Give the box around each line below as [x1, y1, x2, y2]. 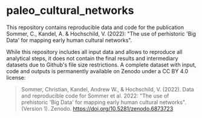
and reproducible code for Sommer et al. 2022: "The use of [21, 92, 169, 99]
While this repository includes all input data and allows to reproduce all [6, 48, 183, 55]
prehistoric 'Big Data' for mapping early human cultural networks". [21, 98, 186, 106]
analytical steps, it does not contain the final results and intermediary [6, 54, 178, 62]
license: [6, 74, 26, 81]
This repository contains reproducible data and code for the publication [6, 24, 184, 31]
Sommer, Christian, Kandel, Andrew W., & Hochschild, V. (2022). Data [21, 85, 195, 93]
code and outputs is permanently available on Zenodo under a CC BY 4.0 [6, 67, 189, 74]
